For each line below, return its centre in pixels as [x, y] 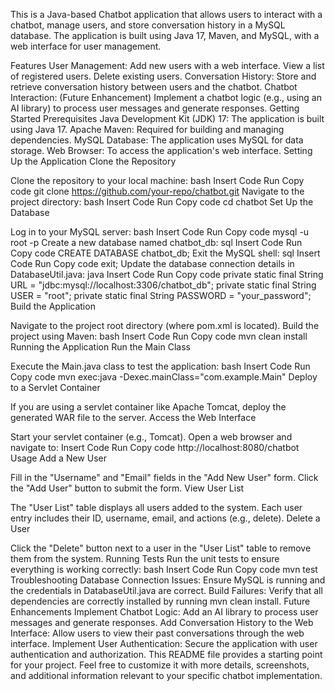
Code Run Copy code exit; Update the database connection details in [152, 263]
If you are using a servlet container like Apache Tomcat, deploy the [148, 407]
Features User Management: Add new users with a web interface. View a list [167, 65]
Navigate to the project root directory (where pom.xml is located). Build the [165, 325]
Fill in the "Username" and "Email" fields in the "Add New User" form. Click [164, 477]
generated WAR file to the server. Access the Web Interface [133, 417]
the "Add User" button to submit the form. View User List [127, 488]
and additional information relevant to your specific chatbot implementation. [166, 675]
